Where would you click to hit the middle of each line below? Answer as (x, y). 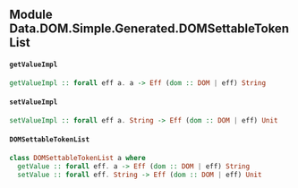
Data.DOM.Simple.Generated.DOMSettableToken (149, 29)
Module (31, 15)
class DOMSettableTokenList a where (77, 158)
